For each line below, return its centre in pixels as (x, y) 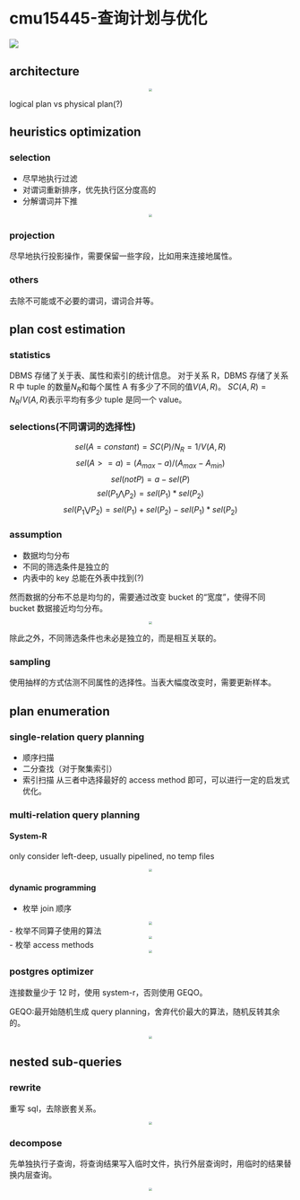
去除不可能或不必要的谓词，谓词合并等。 (84, 301)
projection (32, 235)
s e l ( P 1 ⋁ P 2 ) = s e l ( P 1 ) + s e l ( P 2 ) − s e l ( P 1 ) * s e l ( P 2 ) (150, 510)
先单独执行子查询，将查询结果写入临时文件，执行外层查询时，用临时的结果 (146, 1164)
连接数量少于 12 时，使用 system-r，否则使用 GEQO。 (108, 992)
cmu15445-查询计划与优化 (108, 18)
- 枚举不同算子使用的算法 (56, 931)
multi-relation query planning (75, 815)
